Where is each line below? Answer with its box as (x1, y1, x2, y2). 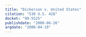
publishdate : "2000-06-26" (5, 20, 60, 25)
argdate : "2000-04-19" (5, 25, 51, 30)
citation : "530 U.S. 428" (5, 12, 57, 16)
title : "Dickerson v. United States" (5, 7, 82, 12)
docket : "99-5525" (5, 16, 42, 21)
